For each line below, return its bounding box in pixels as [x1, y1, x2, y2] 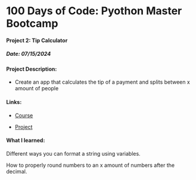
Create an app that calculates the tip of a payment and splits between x [14, 78, 191, 86]
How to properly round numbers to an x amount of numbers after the [6, 162, 175, 169]
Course [14, 112, 33, 119]
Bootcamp [6, 17, 58, 30]
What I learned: [6, 137, 45, 144]
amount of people [14, 85, 59, 92]
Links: [6, 98, 22, 105]
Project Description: [6, 65, 57, 72]
